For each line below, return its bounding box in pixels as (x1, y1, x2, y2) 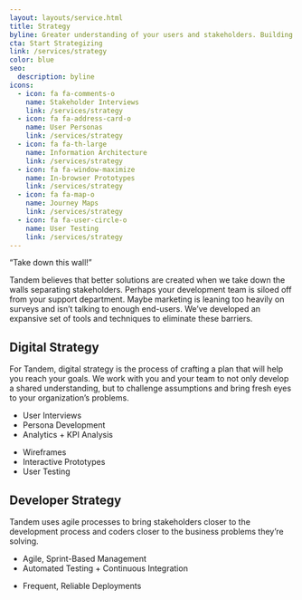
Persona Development (22, 420, 106, 431)
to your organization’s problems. (9, 392, 129, 403)
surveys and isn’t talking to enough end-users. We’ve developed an (9, 304, 260, 315)
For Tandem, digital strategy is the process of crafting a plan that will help (9, 363, 284, 374)
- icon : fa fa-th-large (17, 140, 107, 149)
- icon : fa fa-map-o (17, 190, 95, 199)
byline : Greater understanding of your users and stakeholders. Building (9, 30, 294, 39)
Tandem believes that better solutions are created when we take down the (9, 275, 286, 285)
